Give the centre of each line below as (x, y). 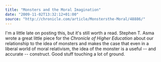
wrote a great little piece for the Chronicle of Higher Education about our (80, 38)
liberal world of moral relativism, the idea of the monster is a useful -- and (81, 49)
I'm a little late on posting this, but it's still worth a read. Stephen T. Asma (80, 33)
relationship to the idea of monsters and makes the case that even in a (77, 44)
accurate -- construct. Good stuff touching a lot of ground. (65, 54)
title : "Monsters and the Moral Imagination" (53, 10)
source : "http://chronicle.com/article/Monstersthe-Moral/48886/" (75, 19)
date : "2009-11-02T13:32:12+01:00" (42, 14)
